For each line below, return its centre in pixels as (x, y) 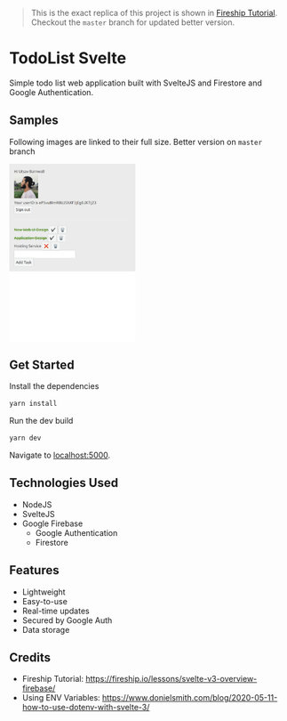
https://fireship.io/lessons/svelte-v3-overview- (171, 679)
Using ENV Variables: (61, 698)
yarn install (33, 404)
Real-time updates (56, 611)
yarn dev (25, 438)
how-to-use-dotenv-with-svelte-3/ (86, 708)
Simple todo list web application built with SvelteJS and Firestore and (136, 83)
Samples (34, 121)
